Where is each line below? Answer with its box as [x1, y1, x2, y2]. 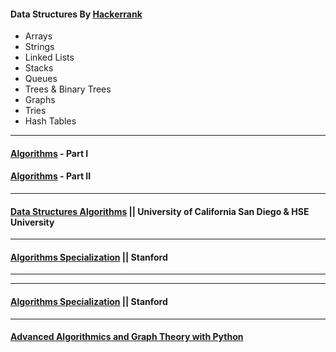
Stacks [24, 62, 54, 74]
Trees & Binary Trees [24, 83, 112, 95]
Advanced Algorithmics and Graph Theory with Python [10, 331, 244, 343]
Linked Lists [24, 51, 75, 64]
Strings [24, 41, 55, 53]
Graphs [24, 94, 56, 106]
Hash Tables [24, 115, 77, 127]
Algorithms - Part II [10, 170, 92, 182]
